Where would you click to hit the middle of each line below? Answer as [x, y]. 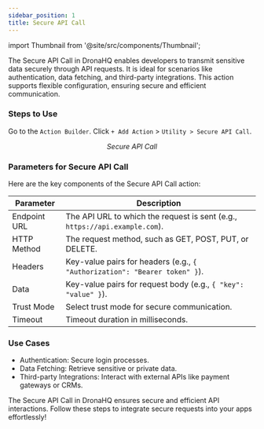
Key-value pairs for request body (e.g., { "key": [155, 284]
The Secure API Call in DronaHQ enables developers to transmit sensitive [126, 60]
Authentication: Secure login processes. [84, 360]
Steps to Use [33, 114]
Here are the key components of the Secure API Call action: [104, 184]
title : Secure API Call [47, 23]
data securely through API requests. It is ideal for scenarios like [110, 68]
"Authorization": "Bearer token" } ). [135, 272]
